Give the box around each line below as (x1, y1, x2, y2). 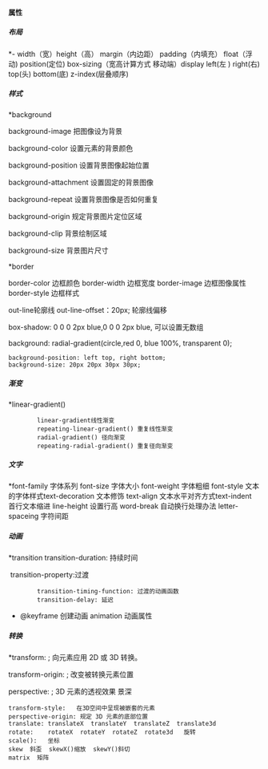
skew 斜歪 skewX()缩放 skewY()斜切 (8, 746, 130, 754)
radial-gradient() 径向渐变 (37, 433, 126, 441)
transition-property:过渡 (10, 570, 90, 580)
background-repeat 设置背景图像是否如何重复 (8, 194, 158, 204)
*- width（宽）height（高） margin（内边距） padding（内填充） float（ (8, 49, 246, 59)
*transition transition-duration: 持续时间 (8, 553, 138, 563)
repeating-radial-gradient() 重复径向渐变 (37, 442, 174, 450)
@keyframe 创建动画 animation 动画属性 (19, 611, 153, 621)
